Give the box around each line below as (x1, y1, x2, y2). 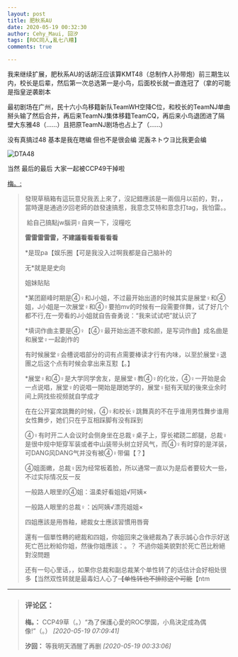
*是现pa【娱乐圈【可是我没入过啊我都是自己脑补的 (24, 249, 172, 257)
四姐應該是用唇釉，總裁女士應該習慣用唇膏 (24, 518, 149, 526)
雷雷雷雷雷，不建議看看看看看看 (24, 233, 118, 242)
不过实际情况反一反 (24, 473, 81, 481)
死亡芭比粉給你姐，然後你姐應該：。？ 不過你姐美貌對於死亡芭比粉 (24, 541, 220, 550)
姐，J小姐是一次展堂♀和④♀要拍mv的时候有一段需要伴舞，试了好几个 (24, 303, 229, 310)
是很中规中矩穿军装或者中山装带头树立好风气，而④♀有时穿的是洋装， (24, 440, 231, 448)
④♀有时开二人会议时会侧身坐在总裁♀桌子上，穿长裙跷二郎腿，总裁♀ (24, 431, 228, 439)
